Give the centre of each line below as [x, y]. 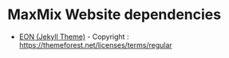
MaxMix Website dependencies [114, 15]
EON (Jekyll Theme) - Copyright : [74, 37]
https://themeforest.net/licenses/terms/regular [95, 44]
